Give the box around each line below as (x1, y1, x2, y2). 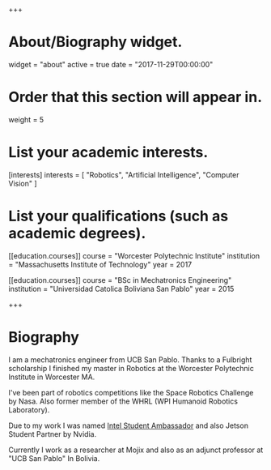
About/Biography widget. (8, 33, 183, 51)
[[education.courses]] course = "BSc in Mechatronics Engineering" (8, 275, 232, 284)
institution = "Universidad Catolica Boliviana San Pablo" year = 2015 (8, 284, 235, 293)
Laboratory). (8, 404, 50, 414)
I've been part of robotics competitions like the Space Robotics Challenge (8, 387, 254, 397)
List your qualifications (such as (8, 207, 229, 225)
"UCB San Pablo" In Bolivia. (8, 453, 100, 463)
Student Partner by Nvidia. (8, 429, 97, 438)
